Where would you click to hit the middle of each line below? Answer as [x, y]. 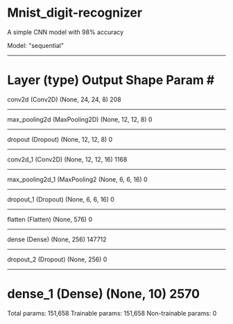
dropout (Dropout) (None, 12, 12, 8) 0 [60, 139]
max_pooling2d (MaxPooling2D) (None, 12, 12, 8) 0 [80, 119]
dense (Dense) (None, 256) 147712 [57, 239]
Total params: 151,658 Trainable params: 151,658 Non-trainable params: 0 [112, 313]
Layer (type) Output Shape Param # [111, 80]
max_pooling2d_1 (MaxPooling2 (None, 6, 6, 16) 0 [77, 179]
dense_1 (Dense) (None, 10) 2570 [103, 294]
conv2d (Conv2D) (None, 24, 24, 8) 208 [64, 99]
